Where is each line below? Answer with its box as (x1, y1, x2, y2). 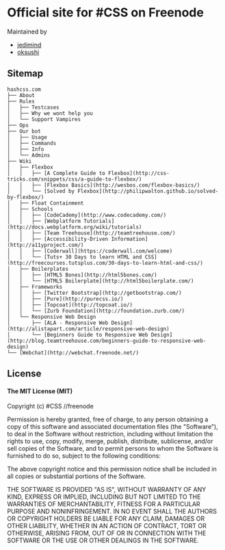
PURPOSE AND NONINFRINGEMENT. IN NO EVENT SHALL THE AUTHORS (7, 508, 217, 516)
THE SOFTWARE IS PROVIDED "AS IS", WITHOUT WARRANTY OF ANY (7, 486, 207, 494)
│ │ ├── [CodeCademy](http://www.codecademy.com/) (7, 211, 167, 218)
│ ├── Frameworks (7, 283, 63, 290)
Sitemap (7, 68, 44, 79)
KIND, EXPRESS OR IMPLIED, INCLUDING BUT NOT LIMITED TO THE (7, 493, 201, 501)
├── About (7, 92, 36, 99)
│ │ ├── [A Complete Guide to (7, 170, 106, 176)
